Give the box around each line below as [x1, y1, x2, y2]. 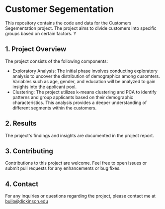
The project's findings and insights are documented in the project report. [5, 132, 154, 138]
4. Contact [5, 180, 39, 188]
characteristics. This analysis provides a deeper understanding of [12, 100, 147, 105]
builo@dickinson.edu [5, 198, 48, 205]
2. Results [5, 119, 37, 128]
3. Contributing [5, 147, 54, 155]
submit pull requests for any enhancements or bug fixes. [5, 165, 121, 171]
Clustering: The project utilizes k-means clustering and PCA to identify [12, 89, 157, 95]
